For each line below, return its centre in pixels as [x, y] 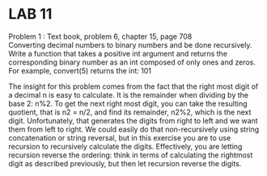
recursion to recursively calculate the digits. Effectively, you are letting [125, 146]
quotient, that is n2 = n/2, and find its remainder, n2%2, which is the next [130, 112]
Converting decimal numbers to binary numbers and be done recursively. [130, 44]
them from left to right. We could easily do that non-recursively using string [134, 129]
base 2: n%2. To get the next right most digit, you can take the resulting [128, 103]
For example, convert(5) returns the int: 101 [80, 70]
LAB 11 [30, 14]
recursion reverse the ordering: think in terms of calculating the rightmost [131, 155]
